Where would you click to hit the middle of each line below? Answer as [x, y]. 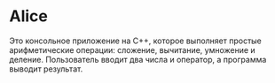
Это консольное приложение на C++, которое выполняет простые [135, 41]
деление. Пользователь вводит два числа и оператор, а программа [138, 59]
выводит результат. [46, 69]
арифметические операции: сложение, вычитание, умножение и [132, 49]
